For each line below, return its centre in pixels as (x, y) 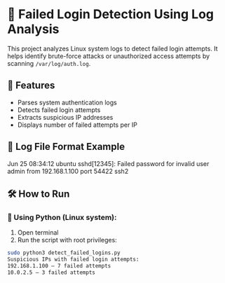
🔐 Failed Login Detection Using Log (111, 14)
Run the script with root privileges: (67, 240)
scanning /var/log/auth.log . (49, 63)
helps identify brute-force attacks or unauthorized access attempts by (109, 56)
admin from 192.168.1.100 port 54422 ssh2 (68, 171)
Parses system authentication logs (67, 102)
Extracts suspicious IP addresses (65, 117)
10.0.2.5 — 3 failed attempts (52, 272)
